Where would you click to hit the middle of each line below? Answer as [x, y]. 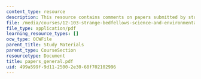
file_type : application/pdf [41, 28]
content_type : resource [36, 12]
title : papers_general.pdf [40, 61]
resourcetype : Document [36, 56]
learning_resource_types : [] [42, 34]
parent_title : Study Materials [45, 45]
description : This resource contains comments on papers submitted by [96, 17]
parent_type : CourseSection [41, 50]
